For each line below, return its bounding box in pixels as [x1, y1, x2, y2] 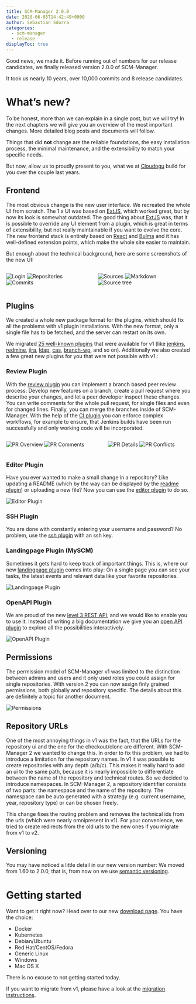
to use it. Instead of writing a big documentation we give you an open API [6, 618, 183, 625]
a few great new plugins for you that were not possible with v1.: [6, 353, 159, 360]
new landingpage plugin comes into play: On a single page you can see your [6, 566, 190, 573]
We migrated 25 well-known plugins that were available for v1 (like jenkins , [6, 341, 186, 348]
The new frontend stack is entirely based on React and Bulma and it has [6, 232, 180, 239]
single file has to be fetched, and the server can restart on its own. [6, 329, 167, 336]
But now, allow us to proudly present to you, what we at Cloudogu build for [6, 162, 186, 169]
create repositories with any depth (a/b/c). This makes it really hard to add [6, 761, 185, 768]
